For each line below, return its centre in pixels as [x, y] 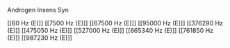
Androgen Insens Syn [38, 10]
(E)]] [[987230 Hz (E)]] [40, 38]
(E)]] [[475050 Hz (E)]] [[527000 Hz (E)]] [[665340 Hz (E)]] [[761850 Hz [110, 31]
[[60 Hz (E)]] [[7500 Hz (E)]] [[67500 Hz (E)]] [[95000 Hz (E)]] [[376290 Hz [115, 23]
